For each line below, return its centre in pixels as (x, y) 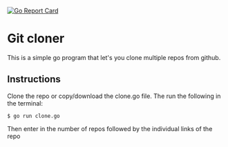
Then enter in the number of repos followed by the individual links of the (110, 128)
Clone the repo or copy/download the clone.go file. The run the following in (114, 96)
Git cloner (36, 39)
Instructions (34, 79)
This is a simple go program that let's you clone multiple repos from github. (114, 57)
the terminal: (25, 103)
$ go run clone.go (34, 116)
